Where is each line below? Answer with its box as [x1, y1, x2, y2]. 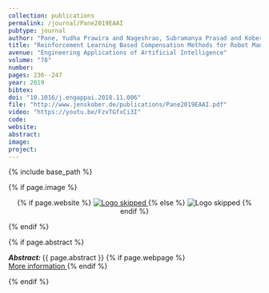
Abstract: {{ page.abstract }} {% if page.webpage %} [8, 253, 186, 263]
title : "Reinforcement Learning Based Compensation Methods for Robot [8, 42, 249, 49]
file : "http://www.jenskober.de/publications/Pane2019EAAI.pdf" [8, 101, 227, 109]
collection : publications [8, 11, 94, 20]
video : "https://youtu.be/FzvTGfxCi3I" [8, 109, 142, 117]
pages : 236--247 [8, 71, 62, 79]
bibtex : [8, 85, 34, 94]
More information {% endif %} [8, 261, 108, 271]
